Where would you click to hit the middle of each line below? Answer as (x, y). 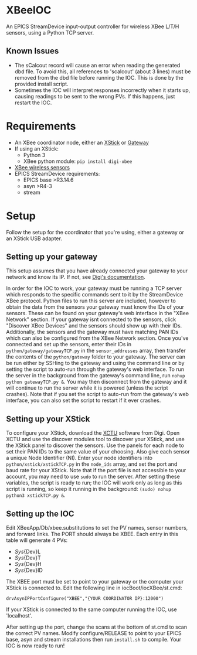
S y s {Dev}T (28, 558)
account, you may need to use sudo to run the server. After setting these (93, 477)
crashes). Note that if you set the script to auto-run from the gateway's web (98, 394)
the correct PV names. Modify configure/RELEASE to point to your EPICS (94, 633)
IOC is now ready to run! (35, 646)
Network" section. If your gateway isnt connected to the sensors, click (91, 319)
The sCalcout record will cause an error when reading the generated (97, 65)
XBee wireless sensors (42, 167)
